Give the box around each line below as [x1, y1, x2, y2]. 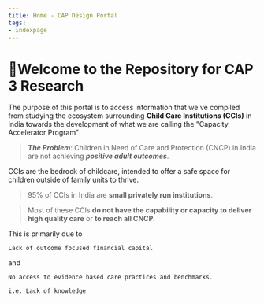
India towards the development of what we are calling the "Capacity [8, 120, 229, 129]
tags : [8, 19, 26, 27]
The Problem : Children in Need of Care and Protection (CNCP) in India [27, 143, 256, 153]
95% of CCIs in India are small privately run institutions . [27, 190, 214, 200]
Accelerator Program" [8, 127, 80, 138]
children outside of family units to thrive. [8, 175, 139, 185]
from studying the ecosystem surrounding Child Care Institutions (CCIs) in [8, 111, 252, 120]
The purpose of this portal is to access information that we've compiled [8, 103, 240, 113]
